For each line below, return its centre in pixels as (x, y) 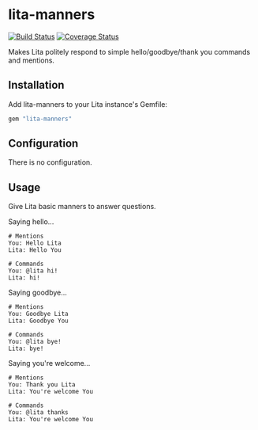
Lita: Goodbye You (38, 321)
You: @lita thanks (38, 413)
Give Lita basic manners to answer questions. (82, 207)
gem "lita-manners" (40, 119)
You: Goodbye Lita (38, 314)
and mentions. (32, 60)
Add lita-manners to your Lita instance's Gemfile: (88, 104)
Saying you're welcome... (49, 363)
